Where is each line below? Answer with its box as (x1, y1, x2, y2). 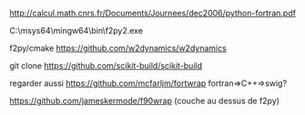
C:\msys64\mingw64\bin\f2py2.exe (9, 25, 144, 35)
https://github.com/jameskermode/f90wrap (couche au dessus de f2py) (9, 95, 280, 106)
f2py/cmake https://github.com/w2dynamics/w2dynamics (9, 43, 228, 53)
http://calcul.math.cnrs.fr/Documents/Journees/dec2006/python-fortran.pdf (9, 8, 296, 18)
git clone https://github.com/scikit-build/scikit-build (9, 61, 203, 71)
